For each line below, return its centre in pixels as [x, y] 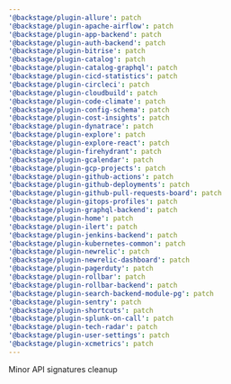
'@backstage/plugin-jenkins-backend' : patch [93, 235]
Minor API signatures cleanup [63, 369]
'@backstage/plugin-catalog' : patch [77, 59]
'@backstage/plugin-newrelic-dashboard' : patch [99, 260]
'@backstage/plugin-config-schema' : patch [89, 110]
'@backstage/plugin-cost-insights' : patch [89, 118]
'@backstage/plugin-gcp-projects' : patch [87, 168]
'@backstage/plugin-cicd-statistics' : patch [93, 76]
